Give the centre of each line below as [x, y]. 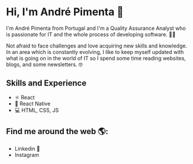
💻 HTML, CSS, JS [37, 110]
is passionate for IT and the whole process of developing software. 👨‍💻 [91, 34]
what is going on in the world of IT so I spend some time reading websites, [96, 58]
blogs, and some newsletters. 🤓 [45, 64]
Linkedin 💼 [27, 148]
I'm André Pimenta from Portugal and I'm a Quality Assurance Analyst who [96, 28]
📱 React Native [33, 103]
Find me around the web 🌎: [57, 131]
